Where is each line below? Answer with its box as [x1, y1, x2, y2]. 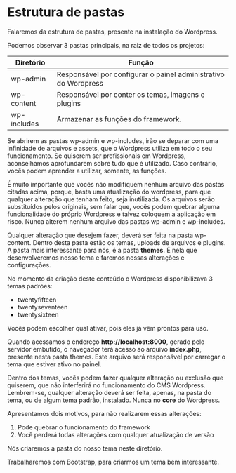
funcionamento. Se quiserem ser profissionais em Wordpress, [7, 152, 186, 160]
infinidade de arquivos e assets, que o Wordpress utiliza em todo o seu [7, 144, 213, 152]
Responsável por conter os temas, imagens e [56, 89, 205, 99]
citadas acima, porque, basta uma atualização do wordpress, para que [7, 187, 211, 196]
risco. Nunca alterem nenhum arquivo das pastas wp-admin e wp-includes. [7, 217, 225, 225]
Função [128, 58, 154, 67]
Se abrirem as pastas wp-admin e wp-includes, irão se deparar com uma [7, 136, 219, 145]
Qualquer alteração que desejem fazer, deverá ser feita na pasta [7, 231, 194, 239]
